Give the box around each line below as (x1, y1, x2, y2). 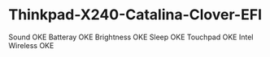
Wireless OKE (8, 40, 54, 50)
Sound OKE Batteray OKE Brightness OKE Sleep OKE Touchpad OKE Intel (8, 32, 254, 42)
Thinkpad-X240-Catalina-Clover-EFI (8, 6, 263, 24)
